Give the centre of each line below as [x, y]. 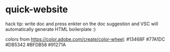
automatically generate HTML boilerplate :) [51, 29]
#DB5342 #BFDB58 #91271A [36, 44]
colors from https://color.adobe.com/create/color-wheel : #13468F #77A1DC [85, 39]
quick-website [37, 10]
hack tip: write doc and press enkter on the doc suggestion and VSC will [82, 24]
